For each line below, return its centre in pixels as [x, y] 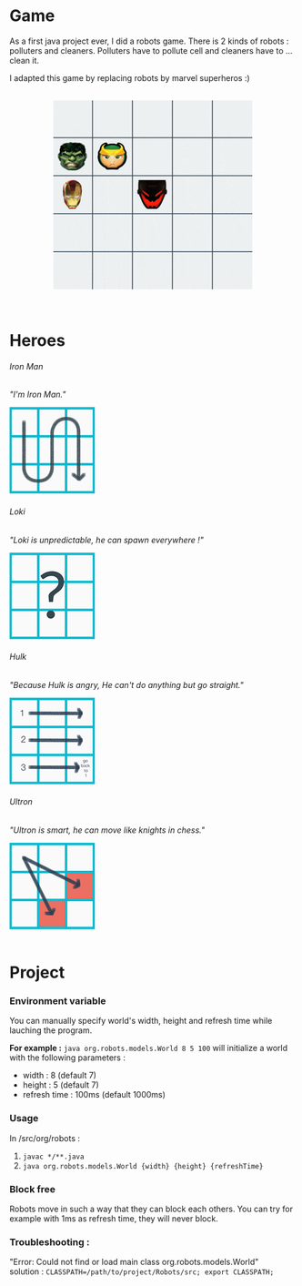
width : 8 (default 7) [60, 1076]
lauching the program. [51, 1030]
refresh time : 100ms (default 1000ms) [94, 1095]
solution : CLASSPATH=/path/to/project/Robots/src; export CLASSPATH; [142, 1271]
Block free [33, 1189]
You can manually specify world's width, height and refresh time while [141, 1021]
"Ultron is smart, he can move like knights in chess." [107, 830]
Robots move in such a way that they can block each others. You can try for [151, 1209]
